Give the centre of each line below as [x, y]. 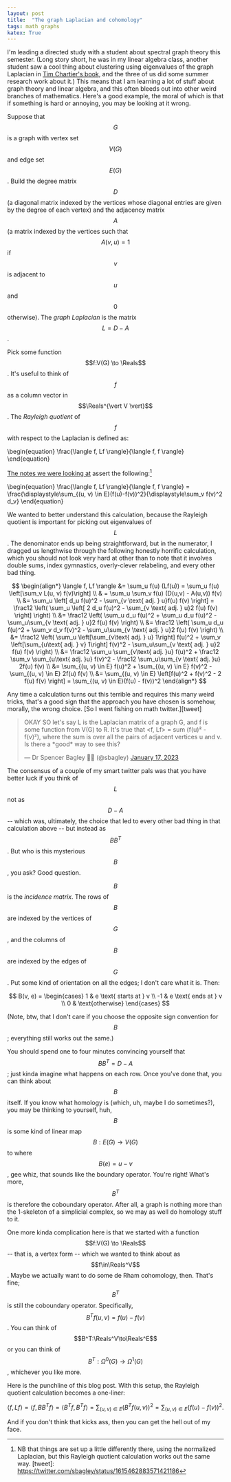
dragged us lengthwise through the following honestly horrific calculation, [112, 550]
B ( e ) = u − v [115, 1164]
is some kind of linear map [45, 1131]
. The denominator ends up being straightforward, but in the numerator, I [110, 543]
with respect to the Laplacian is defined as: [68, 438]
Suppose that [26, 117]
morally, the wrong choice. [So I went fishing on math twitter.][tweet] [104, 708]
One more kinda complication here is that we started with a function [103, 1232]
